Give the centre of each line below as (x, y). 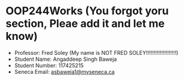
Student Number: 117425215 (49, 65)
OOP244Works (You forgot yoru (87, 11)
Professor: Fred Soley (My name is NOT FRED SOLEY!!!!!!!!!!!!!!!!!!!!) (96, 52)
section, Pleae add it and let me (85, 24)
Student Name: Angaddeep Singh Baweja (66, 59)
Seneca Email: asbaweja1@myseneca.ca (64, 71)
